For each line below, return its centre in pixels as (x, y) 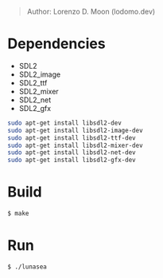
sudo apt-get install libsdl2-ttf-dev (72, 138)
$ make (18, 214)
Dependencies (56, 44)
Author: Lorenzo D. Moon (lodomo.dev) (91, 12)
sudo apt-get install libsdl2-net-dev (72, 153)
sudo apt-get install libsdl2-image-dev (76, 130)
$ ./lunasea (27, 267)
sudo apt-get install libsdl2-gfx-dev (72, 160)
